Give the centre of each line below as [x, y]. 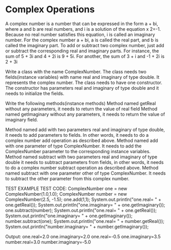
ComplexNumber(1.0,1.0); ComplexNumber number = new [66, 194]
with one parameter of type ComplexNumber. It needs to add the [73, 146]
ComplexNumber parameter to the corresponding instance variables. [78, 151]
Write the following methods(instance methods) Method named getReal [81, 103]
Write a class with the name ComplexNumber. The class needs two [76, 71]
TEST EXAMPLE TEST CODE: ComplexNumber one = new [66, 189]
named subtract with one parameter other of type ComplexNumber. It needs [85, 173]
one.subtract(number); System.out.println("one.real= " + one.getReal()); [81, 210]
